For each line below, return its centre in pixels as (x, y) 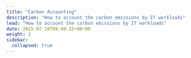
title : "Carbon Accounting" (42, 12)
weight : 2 (19, 34)
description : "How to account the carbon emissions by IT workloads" (96, 18)
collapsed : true (32, 46)
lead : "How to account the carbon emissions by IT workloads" (86, 23)
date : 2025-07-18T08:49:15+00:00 (49, 29)
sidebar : (17, 40)
